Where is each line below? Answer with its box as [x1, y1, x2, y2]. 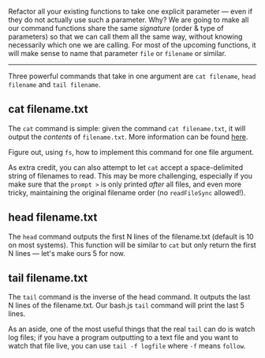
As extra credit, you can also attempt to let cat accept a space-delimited [8, 162, 243, 172]
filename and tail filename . [8, 80, 101, 89]
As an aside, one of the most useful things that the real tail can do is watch [8, 324, 256, 334]
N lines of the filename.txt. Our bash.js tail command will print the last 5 [8, 300, 244, 311]
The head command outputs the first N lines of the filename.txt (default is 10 [8, 232, 254, 241]
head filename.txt [8, 211, 98, 224]
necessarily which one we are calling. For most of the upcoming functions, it [8, 40, 256, 50]
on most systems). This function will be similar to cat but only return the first [8, 240, 256, 250]
